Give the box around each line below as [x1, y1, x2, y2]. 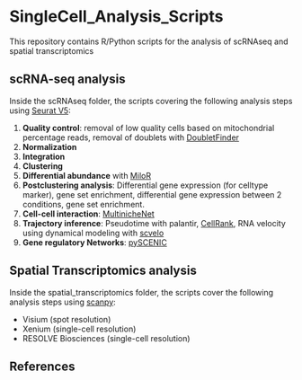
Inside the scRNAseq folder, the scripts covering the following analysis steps [9, 95, 293, 106]
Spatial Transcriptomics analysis [9, 263, 198, 278]
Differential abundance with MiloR [22, 170, 151, 181]
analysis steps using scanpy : [9, 296, 117, 307]
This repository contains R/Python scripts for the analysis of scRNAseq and [9, 36, 289, 47]
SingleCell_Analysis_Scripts [9, 6, 224, 27]
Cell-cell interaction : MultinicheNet [22, 208, 155, 219]
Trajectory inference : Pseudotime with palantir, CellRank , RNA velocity [22, 217, 286, 228]
